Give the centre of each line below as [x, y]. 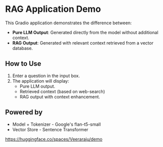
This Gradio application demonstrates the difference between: [69, 23]
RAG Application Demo [53, 9]
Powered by [24, 112]
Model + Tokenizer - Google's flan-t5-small [56, 124]
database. [23, 48]
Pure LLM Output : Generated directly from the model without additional [85, 32]
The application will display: [41, 81]
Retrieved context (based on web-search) [62, 91]
